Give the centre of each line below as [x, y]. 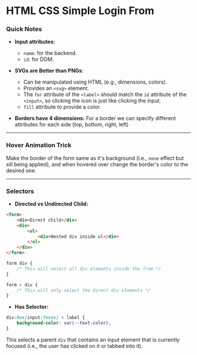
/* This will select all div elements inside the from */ [89, 269]
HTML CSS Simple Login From [80, 11]
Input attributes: [35, 42]
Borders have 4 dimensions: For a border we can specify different [95, 118]
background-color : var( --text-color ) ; [64, 323]
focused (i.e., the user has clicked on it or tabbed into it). [74, 346]
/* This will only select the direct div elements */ [84, 290]
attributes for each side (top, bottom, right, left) [72, 125]
